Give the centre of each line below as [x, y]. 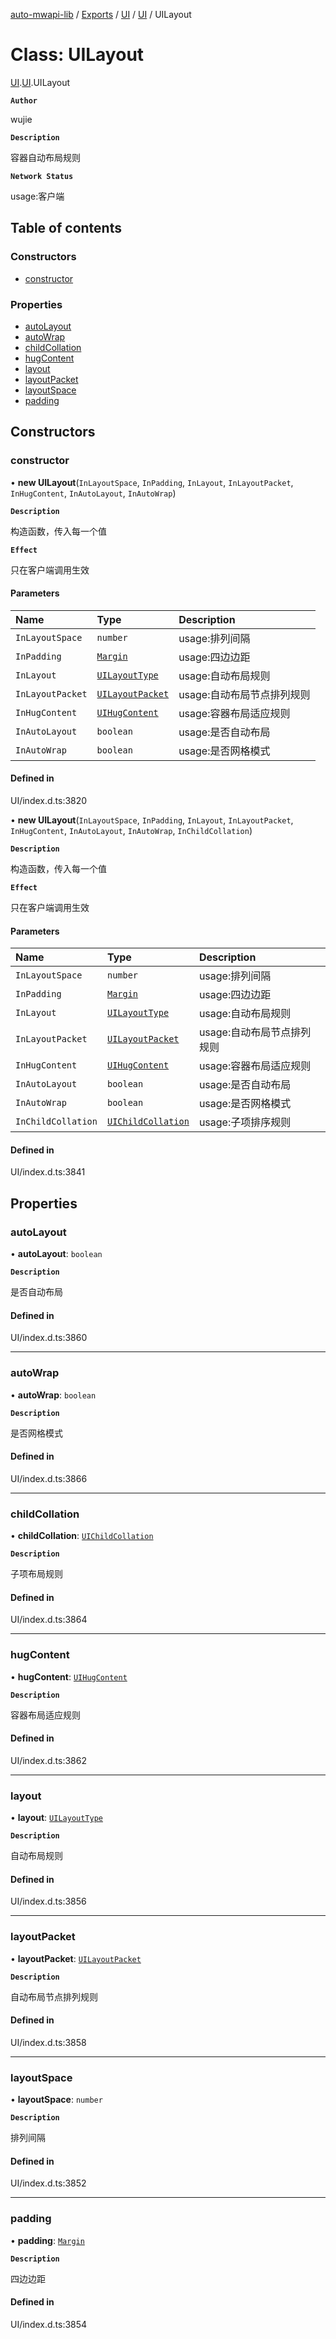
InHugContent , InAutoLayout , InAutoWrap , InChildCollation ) [131, 831]
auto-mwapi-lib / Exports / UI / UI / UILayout [101, 14]
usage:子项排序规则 [245, 1122]
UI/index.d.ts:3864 [49, 1620]
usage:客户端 [37, 196]
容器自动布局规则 [45, 157]
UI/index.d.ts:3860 [49, 1338]
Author [24, 100]
